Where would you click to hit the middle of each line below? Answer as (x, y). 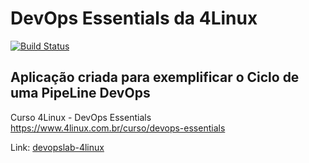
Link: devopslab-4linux (57, 147)
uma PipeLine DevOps (80, 93)
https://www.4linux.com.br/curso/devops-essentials (118, 128)
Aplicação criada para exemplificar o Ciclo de (155, 77)
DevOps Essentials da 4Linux (134, 18)
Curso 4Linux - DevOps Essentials (81, 117)
